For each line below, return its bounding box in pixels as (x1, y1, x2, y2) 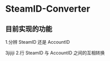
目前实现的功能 (5, 24, 52, 33)
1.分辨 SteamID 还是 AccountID (5, 39, 70, 45)
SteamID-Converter (5, 3, 91, 15)
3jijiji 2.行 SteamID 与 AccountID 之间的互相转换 (5, 50, 105, 56)
